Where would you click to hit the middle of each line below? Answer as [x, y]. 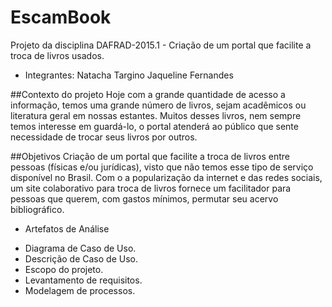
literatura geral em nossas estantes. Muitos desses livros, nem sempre [156, 115]
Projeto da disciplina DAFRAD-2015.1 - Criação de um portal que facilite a [161, 45]
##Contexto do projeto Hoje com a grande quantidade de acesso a [148, 94]
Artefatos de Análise [67, 228]
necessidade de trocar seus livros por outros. [104, 137]
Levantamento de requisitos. [83, 280]
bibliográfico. [37, 209]
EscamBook [61, 17]
